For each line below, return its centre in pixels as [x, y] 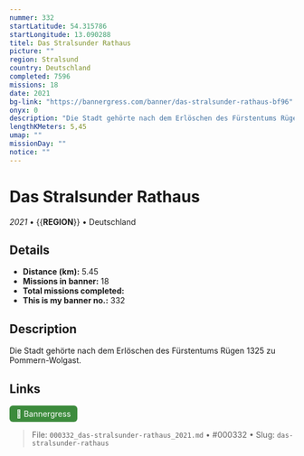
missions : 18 [34, 85]
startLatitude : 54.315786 [58, 26]
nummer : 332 [32, 18]
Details [29, 250]
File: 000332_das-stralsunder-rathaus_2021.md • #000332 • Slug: [153, 435]
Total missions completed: [73, 291]
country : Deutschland [50, 69]
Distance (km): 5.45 [61, 272]
